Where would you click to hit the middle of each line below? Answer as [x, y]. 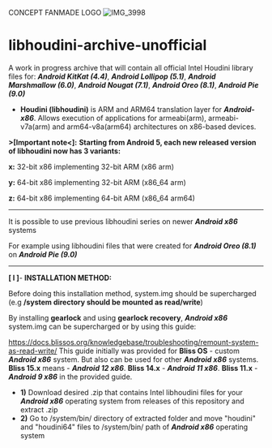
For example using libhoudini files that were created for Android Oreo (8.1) [132, 246]
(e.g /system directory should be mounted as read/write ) [106, 302]
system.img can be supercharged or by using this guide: [102, 326]
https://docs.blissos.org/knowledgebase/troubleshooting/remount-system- [134, 342]
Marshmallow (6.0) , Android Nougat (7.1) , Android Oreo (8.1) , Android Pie [134, 84]
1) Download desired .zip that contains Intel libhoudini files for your [131, 392]
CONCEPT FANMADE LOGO [55, 13]
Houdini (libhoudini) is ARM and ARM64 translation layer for [121, 109]
